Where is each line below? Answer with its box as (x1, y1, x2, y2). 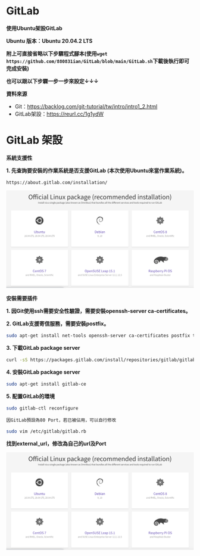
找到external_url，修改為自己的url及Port (6, 440, 107, 447)
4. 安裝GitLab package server (6, 368, 80, 375)
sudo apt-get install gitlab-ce (6, 381, 86, 387)
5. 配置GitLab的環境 (6, 392, 55, 400)
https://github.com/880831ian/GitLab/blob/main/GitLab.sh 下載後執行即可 (6, 57, 189, 64)
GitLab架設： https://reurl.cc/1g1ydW (14, 110, 104, 117)
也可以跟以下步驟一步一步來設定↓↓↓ (6, 77, 99, 85)
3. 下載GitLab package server (6, 344, 80, 352)
